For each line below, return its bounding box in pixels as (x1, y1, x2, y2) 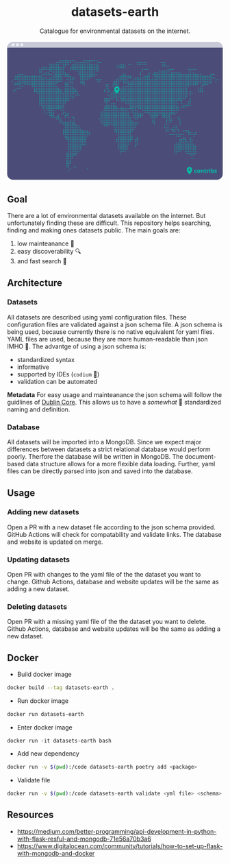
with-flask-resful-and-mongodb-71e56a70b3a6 (16, 835, 152, 843)
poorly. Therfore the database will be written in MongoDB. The (7, 453, 183, 461)
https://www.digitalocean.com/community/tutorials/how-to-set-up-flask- (16, 841, 223, 850)
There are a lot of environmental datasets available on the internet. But (7, 212, 206, 220)
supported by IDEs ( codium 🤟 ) (16, 370, 100, 378)
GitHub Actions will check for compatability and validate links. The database (7, 530, 222, 538)
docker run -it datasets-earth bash (7, 737, 112, 744)
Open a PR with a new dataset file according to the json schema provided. (7, 523, 216, 531)
